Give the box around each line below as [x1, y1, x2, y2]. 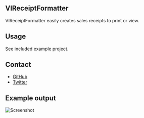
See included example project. [5, 46, 69, 52]
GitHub [12, 73, 28, 80]
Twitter [12, 79, 28, 85]
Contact [5, 60, 31, 69]
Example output [5, 94, 57, 102]
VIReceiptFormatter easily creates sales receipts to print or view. [5, 17, 139, 23]
